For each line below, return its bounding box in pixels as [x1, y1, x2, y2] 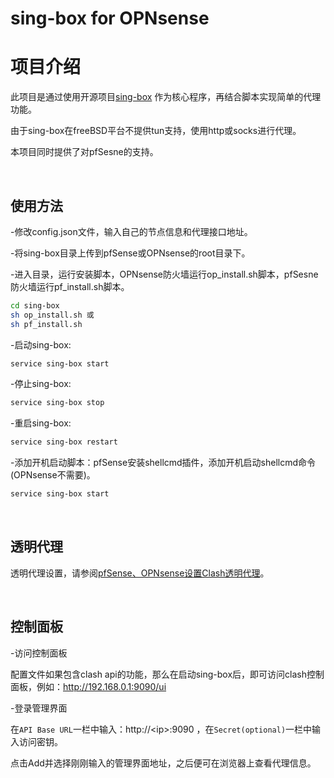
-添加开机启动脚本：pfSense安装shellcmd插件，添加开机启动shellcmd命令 [10, 457, 317, 469]
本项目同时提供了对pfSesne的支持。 [10, 146, 159, 158]
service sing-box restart [10, 437, 118, 447]
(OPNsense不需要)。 [10, 469, 96, 481]
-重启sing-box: [10, 417, 72, 429]
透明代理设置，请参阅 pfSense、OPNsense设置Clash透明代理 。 [10, 567, 270, 579]
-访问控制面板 [10, 647, 68, 659]
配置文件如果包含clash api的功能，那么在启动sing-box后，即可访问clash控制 [10, 668, 325, 680]
